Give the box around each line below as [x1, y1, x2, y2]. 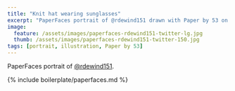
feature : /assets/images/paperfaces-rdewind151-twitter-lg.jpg [13, 29, 203, 37]
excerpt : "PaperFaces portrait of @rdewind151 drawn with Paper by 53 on [7, 17, 229, 24]
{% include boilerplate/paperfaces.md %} [7, 76, 129, 84]
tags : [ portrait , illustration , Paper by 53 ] [7, 43, 143, 50]
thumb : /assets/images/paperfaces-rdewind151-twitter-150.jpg [13, 36, 200, 43]
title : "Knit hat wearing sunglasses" [7, 10, 121, 17]
